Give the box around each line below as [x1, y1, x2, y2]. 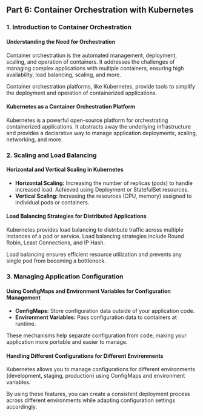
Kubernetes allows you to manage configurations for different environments [6, 366, 196, 373]
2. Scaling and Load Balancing [6, 151, 97, 159]
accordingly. [6, 403, 38, 411]
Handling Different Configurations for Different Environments [6, 352, 164, 360]
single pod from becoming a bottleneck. [6, 257, 106, 264]
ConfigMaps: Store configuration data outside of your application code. [15, 307, 195, 315]
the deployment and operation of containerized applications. [6, 89, 158, 96]
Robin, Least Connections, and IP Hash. [6, 239, 105, 246]
